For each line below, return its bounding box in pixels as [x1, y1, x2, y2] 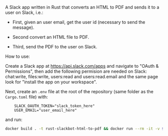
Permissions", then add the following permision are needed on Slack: [5, 68, 147, 74]
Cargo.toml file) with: [5, 94, 48, 100]
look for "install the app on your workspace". [5, 79, 97, 85]
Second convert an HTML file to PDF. [12, 34, 89, 40]
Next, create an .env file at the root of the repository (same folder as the [5, 89, 153, 94]
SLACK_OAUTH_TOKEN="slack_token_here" [14, 104, 95, 109]
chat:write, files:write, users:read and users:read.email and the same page [5, 74, 158, 79]
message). [12, 24, 34, 30]
